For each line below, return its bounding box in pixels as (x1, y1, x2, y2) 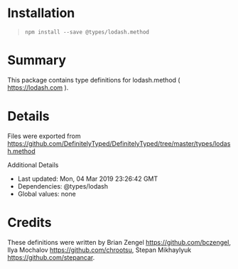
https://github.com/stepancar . (7, 253, 95, 261)
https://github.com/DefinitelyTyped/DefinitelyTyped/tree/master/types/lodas (7, 139, 231, 147)
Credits (7, 215, 52, 231)
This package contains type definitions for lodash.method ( (7, 75, 180, 84)
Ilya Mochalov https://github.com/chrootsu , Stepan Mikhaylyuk (7, 246, 192, 254)
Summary (7, 52, 66, 68)
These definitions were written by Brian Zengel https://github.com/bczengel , (7, 238, 231, 246)
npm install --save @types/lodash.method (24, 28, 149, 36)
